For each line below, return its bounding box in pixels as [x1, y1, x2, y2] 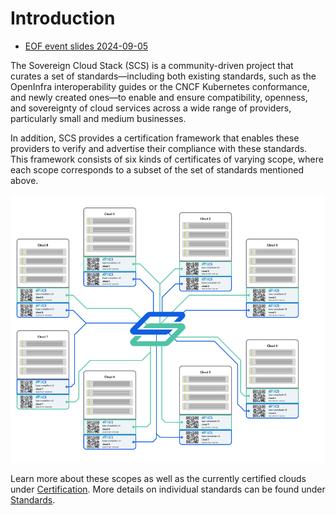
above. [10, 174, 39, 186]
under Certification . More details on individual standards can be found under [10, 483, 326, 496]
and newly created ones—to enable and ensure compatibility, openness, [10, 91, 308, 103]
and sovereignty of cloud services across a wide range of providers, [10, 102, 292, 114]
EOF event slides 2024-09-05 [24, 40, 149, 52]
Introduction [10, 7, 116, 30]
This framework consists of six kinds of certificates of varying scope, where [10, 153, 324, 165]
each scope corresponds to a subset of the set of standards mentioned [10, 163, 304, 176]
